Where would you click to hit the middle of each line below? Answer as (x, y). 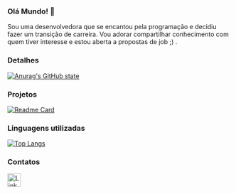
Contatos (24, 162)
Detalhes (23, 60)
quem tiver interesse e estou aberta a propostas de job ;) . (92, 42)
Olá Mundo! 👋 (31, 11)
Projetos (22, 94)
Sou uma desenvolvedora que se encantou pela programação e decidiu (112, 27)
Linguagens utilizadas (46, 128)
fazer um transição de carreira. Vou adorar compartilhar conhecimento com (118, 34)
